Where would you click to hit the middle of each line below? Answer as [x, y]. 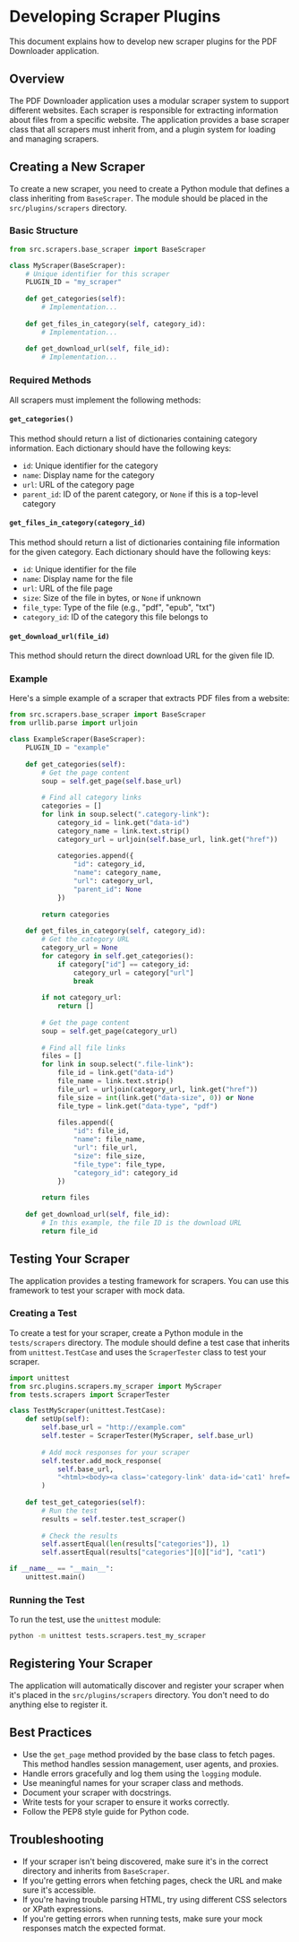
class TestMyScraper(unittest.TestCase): [88, 1411]
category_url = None [80, 948]
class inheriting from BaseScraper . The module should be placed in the [139, 198]
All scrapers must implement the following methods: [105, 400]
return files [66, 1198]
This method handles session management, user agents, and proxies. [150, 1764]
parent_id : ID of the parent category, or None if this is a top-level [140, 494]
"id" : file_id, [101, 1131]
